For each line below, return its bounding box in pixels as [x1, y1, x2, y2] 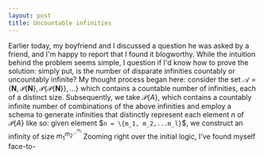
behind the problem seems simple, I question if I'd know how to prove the [8, 57, 249, 67]
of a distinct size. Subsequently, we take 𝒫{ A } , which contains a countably [8, 92, 252, 101]
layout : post [8, 11, 52, 20]
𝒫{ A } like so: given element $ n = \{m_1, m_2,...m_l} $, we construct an [8, 118, 244, 128]
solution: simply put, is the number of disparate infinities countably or [8, 66, 236, 75]
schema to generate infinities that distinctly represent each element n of [8, 109, 244, 119]
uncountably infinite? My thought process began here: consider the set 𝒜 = [8, 75, 257, 84]
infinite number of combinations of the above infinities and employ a [8, 101, 232, 111]
